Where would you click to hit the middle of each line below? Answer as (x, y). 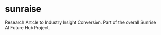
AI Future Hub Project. (28, 27)
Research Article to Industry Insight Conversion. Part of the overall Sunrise (80, 22)
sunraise (23, 9)
